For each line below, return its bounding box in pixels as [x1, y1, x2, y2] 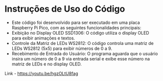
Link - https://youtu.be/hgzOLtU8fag [4, 70, 79, 76]
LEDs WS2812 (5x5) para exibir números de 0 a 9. [11, 45, 113, 51]
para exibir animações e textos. [11, 35, 75, 41]
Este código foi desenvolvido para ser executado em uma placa [11, 20, 140, 25]
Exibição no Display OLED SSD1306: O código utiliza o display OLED [11, 30, 150, 36]
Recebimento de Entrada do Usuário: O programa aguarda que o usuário [11, 50, 158, 57]
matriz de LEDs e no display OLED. [11, 61, 82, 67]
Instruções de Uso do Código [4, 3, 125, 15]
